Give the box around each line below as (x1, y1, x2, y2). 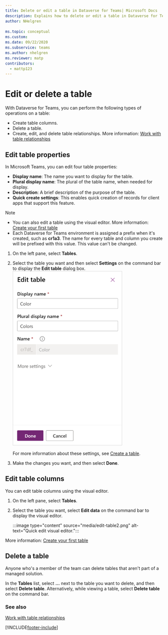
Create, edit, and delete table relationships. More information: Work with (12, 131, 161, 137)
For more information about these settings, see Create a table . (12, 451, 141, 456)
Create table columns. (12, 120, 58, 126)
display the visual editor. (12, 512, 63, 518)
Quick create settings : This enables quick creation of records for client (12, 195, 159, 200)
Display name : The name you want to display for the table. (12, 173, 133, 179)
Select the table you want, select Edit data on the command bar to (12, 507, 149, 513)
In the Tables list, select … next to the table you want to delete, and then (5, 580, 155, 586)
